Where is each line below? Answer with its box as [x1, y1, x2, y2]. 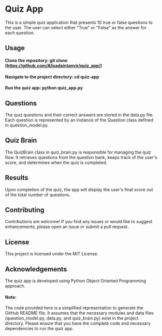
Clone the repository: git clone [5, 57, 68, 63]
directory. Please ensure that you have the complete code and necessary [5, 320, 151, 326]
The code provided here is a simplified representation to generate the [5, 305, 144, 311]
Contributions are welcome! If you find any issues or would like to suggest [5, 219, 153, 225]
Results [5, 174, 29, 182]
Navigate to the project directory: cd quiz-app [5, 74, 99, 80]
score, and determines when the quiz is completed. [5, 159, 107, 165]
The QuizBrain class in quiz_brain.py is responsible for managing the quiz [5, 149, 151, 155]
